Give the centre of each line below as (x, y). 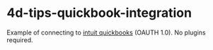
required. (20, 39)
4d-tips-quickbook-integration (99, 13)
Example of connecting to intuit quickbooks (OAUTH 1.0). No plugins (106, 32)
